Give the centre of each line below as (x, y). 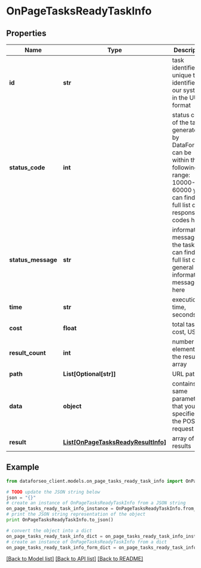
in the (180, 98)
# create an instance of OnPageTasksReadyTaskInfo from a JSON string (96, 503)
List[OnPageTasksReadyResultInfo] (115, 442)
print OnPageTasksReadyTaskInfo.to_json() (60, 520)
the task (183, 245)
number (183, 342)
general (183, 267)
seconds (184, 315)
